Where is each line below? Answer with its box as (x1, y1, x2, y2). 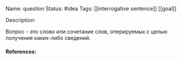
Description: (5, 17, 36, 23)
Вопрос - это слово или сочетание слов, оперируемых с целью (5, 28, 168, 35)
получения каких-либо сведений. (5, 34, 91, 41)
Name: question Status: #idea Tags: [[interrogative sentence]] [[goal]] (5, 5, 177, 12)
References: (5, 48, 37, 55)
